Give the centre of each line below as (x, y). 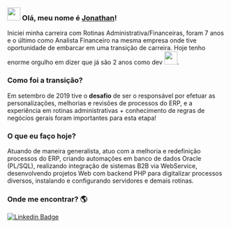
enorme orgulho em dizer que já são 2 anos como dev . (93, 62)
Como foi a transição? (45, 80)
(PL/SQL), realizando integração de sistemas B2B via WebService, (102, 166)
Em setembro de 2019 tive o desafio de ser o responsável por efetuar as (111, 96)
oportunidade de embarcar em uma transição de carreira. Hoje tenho (106, 48)
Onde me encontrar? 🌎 (47, 199)
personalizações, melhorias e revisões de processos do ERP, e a (100, 103)
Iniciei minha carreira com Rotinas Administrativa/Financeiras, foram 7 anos (116, 33)
